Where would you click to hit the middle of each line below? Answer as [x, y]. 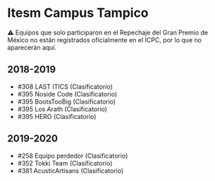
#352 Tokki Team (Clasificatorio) [65, 163]
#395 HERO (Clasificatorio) [57, 116]
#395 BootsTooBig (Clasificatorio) [67, 101]
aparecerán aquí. [32, 47]
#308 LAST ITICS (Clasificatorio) [65, 87]
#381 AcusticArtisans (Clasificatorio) [70, 170]
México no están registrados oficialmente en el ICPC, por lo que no [105, 39]
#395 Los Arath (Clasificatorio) [62, 109]
